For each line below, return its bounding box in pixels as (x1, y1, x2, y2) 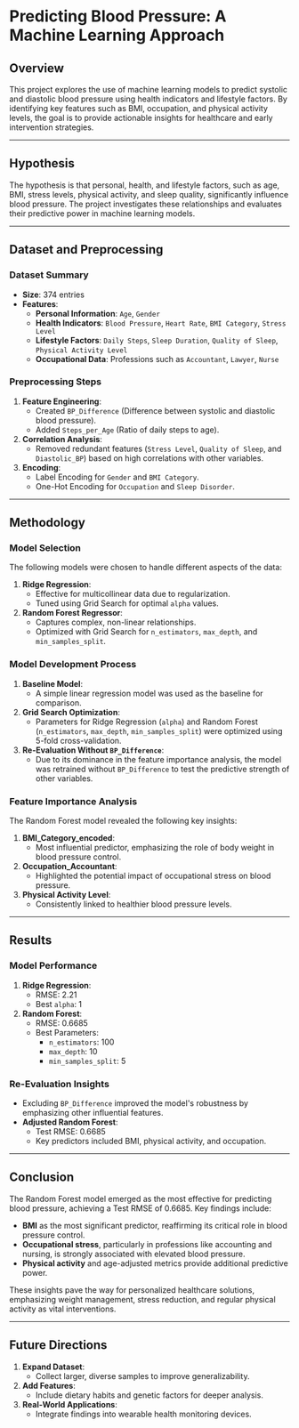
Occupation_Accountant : (21, 861, 117, 872)
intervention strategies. (9, 122, 94, 133)
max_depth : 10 (48, 1045, 98, 1056)
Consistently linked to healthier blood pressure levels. (35, 899, 232, 909)
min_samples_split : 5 (48, 1055, 126, 1066)
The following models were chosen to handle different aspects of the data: (9, 562, 283, 573)
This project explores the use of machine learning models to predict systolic (9, 85, 287, 94)
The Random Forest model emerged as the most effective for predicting (9, 1193, 272, 1204)
